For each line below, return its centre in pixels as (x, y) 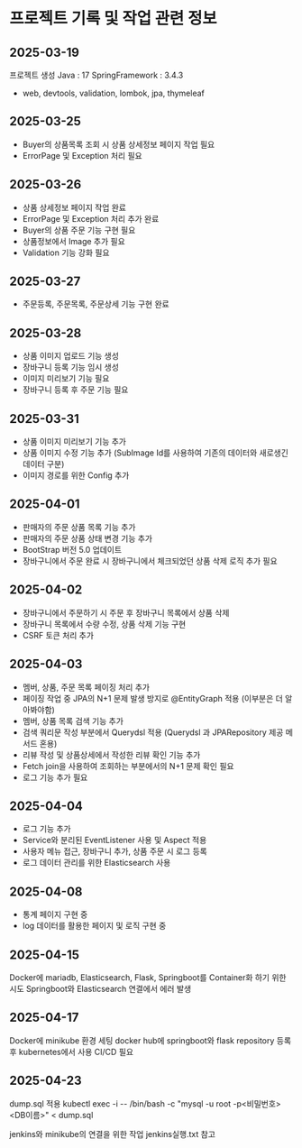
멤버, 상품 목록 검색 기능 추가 (73, 721)
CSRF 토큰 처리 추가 (58, 635)
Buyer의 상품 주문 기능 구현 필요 (79, 230)
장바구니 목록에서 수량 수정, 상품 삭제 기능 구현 (104, 624)
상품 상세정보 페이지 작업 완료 (74, 207)
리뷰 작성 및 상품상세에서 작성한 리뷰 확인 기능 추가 (111, 755)
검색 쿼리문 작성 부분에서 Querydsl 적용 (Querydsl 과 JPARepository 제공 (153, 732)
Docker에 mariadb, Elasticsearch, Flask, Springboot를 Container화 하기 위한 (148, 977)
